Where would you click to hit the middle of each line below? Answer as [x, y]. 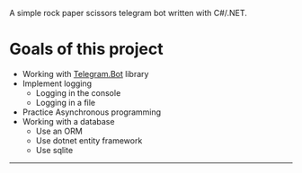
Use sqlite [54, 150]
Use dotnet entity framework [89, 140]
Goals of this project [86, 49]
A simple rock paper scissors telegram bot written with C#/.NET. [128, 13]
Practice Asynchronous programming [92, 112]
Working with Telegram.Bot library [85, 74]
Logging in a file [66, 102]
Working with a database [68, 121]
